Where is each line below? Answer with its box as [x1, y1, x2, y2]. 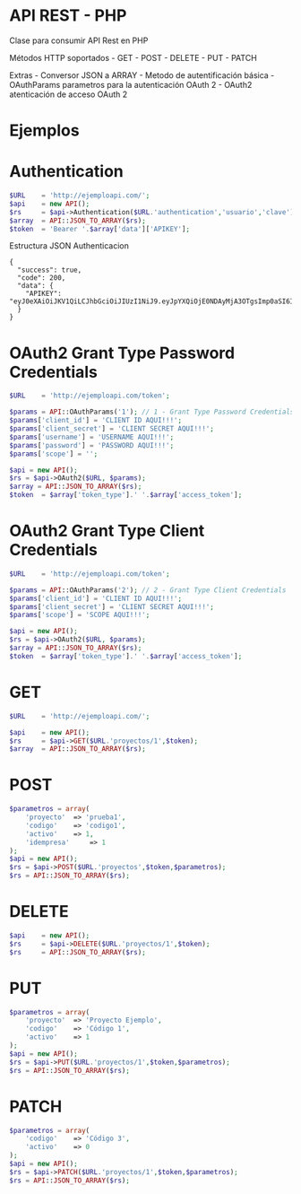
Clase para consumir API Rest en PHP [9, 35, 149, 46]
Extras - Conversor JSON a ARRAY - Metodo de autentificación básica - [9, 69, 275, 81]
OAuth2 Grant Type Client [9, 521, 205, 541]
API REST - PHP [9, 5, 127, 26]
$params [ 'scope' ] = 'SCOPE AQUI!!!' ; [9, 611, 150, 620]
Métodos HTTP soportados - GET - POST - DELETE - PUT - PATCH [9, 52, 257, 63]
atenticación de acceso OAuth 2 [9, 89, 128, 100]
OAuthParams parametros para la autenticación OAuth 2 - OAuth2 [9, 79, 253, 90]
